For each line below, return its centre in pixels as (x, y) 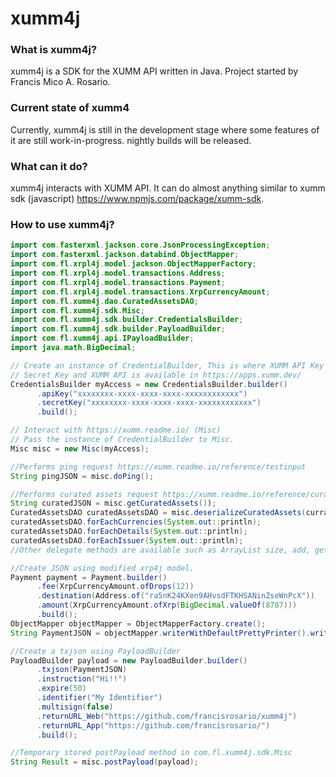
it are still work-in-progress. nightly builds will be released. (131, 140)
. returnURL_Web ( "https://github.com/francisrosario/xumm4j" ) (167, 716)
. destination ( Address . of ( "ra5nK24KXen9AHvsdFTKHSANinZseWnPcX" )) (175, 596)
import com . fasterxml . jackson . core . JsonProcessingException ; (140, 245)
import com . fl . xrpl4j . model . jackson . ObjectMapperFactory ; (133, 264)
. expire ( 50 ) (61, 688)
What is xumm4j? (54, 50)
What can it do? (49, 166)
